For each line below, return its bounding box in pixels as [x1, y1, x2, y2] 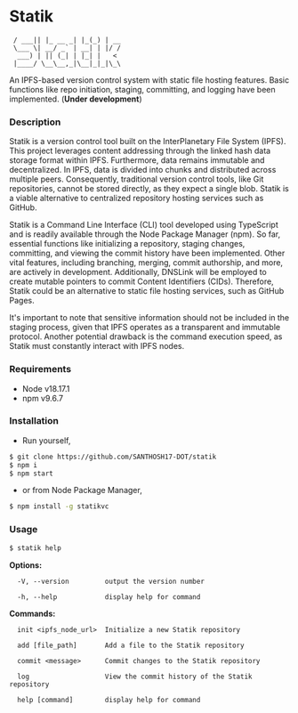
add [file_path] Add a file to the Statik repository [17, 641, 245, 650]
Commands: [9, 608, 56, 619]
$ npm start [9, 469, 53, 478]
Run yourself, [21, 434, 71, 446]
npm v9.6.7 [21, 393, 64, 403]
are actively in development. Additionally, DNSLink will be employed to [9, 267, 267, 278]
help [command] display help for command [17, 695, 201, 704]
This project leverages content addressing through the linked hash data [9, 145, 271, 157]
